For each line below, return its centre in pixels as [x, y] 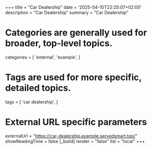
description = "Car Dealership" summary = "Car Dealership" [67, 12]
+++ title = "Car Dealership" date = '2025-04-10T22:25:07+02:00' [74, 7]
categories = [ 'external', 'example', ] [43, 57]
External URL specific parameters [76, 122]
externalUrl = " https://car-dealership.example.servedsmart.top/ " [71, 136]
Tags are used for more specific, [74, 77]
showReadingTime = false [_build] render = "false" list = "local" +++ [75, 141]
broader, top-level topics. [59, 43]
